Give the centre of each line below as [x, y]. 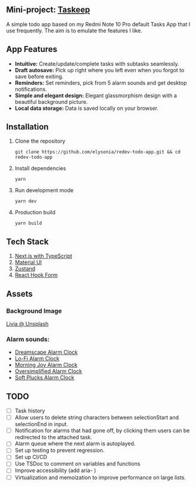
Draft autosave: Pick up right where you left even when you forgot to [99, 70]
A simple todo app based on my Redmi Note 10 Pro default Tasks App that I [98, 24]
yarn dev [26, 201]
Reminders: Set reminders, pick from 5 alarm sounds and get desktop [101, 82]
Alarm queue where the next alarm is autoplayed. [75, 443]
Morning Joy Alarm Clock [46, 365]
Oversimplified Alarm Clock [48, 371]
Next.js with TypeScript [43, 256]
